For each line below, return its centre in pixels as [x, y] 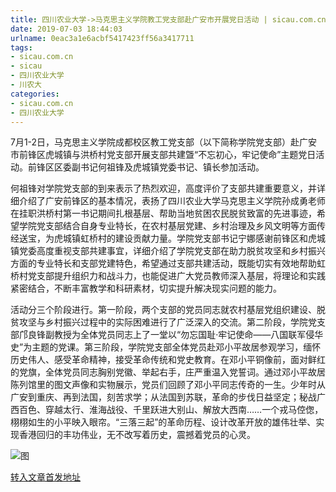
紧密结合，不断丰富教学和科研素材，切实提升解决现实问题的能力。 [146, 288]
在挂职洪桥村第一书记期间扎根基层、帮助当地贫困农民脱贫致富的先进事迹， [163, 213]
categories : [35, 94]
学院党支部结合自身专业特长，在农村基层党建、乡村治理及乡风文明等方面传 [172, 226]
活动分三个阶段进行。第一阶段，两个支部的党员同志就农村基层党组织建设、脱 [168, 310]
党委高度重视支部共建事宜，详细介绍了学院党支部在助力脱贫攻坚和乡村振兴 [172, 251]
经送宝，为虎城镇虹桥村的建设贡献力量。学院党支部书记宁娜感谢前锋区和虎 [163, 238]
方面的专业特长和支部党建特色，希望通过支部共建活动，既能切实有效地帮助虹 [168, 263]
